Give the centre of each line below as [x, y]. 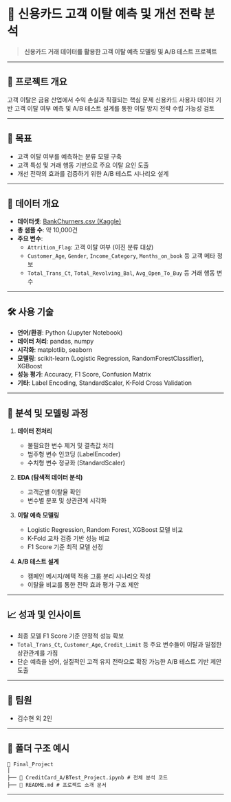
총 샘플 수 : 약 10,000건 [47, 230]
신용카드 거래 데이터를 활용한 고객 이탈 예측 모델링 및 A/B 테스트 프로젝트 [120, 52]
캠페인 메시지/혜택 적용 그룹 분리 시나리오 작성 [89, 576]
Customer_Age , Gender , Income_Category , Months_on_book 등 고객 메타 [121, 256]
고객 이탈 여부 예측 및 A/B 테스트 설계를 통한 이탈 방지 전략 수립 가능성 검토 [114, 108]
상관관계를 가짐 [37, 653]
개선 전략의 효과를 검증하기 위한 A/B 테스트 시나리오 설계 [93, 173]
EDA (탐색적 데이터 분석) [50, 477]
